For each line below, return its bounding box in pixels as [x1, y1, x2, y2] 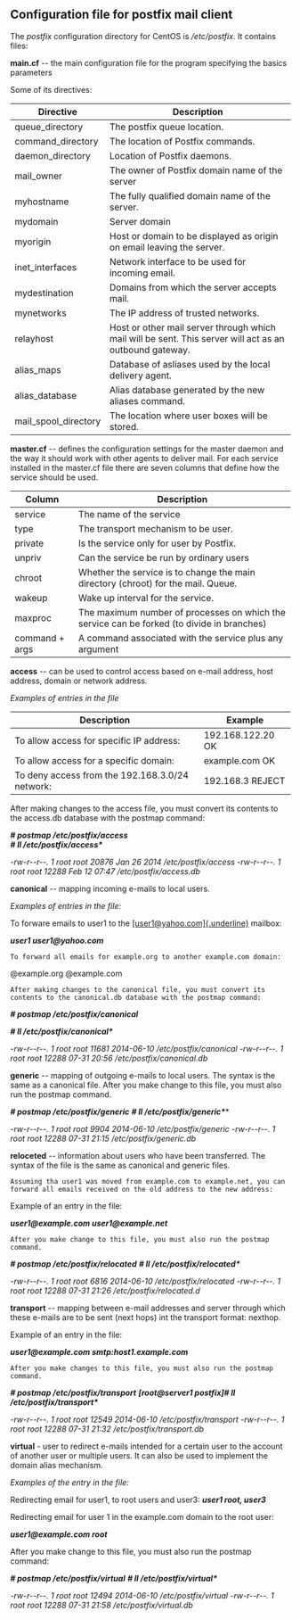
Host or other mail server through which [109, 321, 277, 334]
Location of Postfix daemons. [109, 149, 232, 161]
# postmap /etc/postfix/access [10, 830, 128, 840]
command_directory [14, 135, 99, 147]
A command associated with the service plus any [77, 632, 284, 644]
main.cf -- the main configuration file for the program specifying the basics [10, 57, 288, 68]
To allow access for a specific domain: [14, 754, 174, 766]
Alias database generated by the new [109, 384, 265, 396]
